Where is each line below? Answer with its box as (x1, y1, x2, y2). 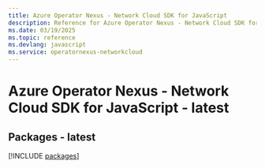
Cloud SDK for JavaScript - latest (8, 99, 230, 117)
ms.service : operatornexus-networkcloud (8, 48, 144, 56)
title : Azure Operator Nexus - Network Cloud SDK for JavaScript (8, 11, 227, 20)
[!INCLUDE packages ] (8, 151, 80, 160)
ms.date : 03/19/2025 (8, 26, 77, 34)
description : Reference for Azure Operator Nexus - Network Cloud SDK (8, 19, 245, 27)
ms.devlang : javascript (8, 41, 87, 49)
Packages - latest (8, 130, 96, 144)
